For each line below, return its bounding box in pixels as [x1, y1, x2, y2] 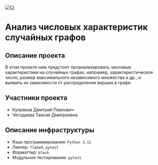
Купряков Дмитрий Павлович [12, 107, 74, 112]
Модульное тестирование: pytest [12, 154, 82, 160]
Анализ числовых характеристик [5, 22, 148, 33]
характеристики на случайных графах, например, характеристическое [5, 70, 153, 75]
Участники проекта [5, 94, 68, 102]
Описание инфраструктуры [5, 126, 95, 134]
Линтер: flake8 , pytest [12, 144, 59, 150]
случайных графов [5, 32, 86, 43]
